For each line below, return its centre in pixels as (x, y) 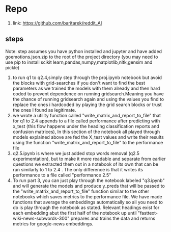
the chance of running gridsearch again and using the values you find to (88, 99)
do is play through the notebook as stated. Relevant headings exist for (86, 208)
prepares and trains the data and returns (113, 218)
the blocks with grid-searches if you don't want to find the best (79, 83)
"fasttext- (148, 213)
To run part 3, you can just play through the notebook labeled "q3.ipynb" (89, 180)
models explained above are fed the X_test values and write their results (88, 137)
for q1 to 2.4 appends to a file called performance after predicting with (86, 121)
